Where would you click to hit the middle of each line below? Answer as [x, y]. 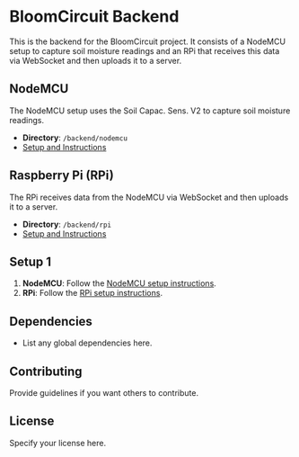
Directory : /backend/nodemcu [75, 138]
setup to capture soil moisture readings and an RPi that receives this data [145, 50]
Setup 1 [31, 261]
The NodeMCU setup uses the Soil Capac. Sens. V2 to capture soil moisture [150, 111]
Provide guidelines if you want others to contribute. [104, 393]
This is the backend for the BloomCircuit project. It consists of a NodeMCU [147, 41]
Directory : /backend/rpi [67, 224]
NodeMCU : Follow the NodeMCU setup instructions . [119, 283]
